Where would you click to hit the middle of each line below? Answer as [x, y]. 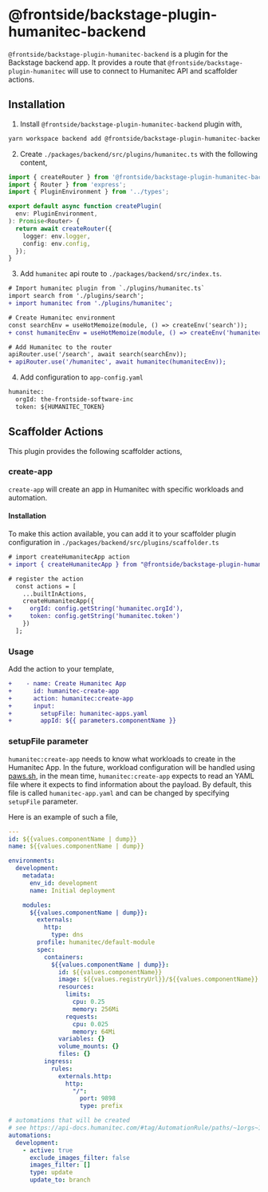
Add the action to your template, [61, 669]
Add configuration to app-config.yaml [81, 377]
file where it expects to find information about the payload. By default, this [130, 784]
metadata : [39, 876]
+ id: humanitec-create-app [64, 691]
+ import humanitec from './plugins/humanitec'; [91, 303]
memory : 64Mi [94, 1031]
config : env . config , [57, 243]
